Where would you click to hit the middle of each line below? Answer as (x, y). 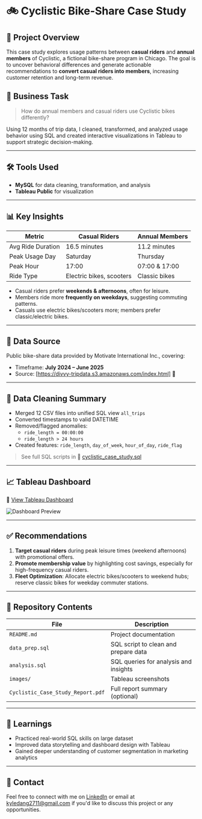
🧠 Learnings (29, 724)
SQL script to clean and (143, 644)
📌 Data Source (33, 341)
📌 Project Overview (43, 37)
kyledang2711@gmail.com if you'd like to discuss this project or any (90, 803)
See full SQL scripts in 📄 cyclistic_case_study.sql (81, 457)
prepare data (129, 651)
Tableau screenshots (140, 678)
